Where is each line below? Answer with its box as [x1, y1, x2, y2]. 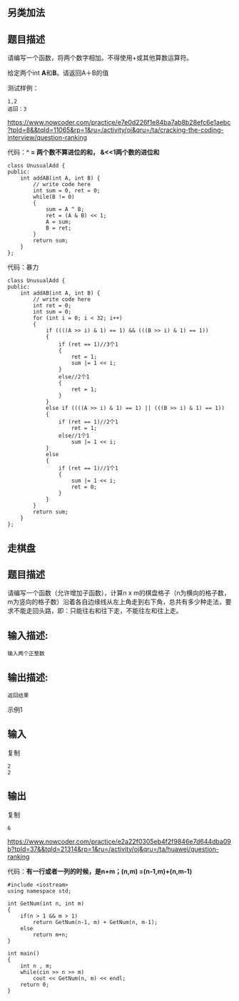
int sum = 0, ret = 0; [33, 188, 101, 195]
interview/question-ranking [7, 133, 88, 142]
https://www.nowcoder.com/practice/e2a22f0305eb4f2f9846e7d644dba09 [7, 837, 232, 846]
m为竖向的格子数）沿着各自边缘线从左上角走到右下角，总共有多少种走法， [7, 597, 226, 606]
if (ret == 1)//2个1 [58, 419, 119, 426]
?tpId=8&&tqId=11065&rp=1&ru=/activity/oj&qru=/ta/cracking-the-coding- [7, 125, 224, 134]
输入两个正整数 [7, 650, 45, 657]
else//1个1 [58, 432, 90, 440]
